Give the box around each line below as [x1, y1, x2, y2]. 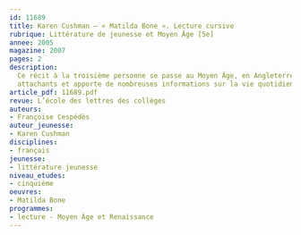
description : [9, 63, 58, 72]
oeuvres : [9, 188, 42, 197]
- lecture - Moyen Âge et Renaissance [9, 212, 154, 222]
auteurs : [9, 105, 42, 113]
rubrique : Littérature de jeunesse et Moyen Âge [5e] [9, 29, 215, 38]
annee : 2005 [9, 38, 54, 47]
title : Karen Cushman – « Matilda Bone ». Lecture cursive [9, 21, 235, 30]
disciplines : [9, 138, 58, 147]
